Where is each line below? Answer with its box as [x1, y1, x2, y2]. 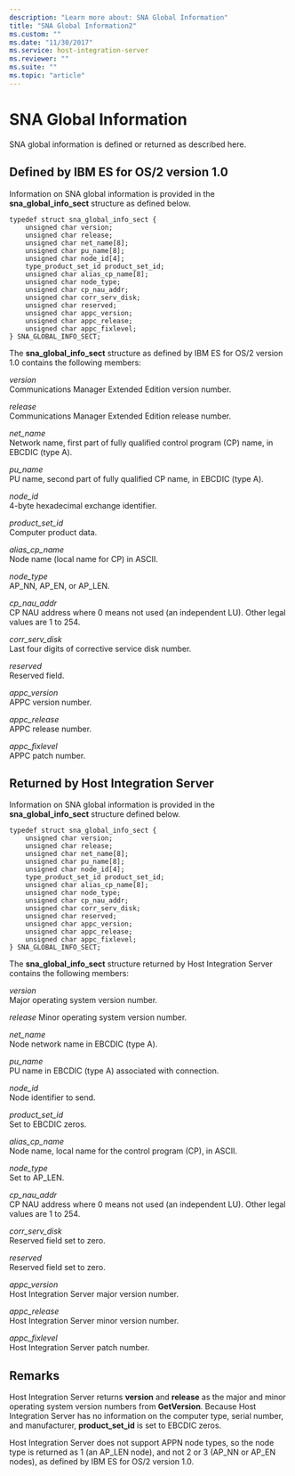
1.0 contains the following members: [9, 357, 142, 368]
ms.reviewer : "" [9, 54, 69, 63]
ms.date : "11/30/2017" [9, 37, 93, 47]
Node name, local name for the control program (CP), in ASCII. [9, 1146, 238, 1156]
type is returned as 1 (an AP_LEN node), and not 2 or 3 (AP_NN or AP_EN [9, 1447, 276, 1457]
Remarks [9, 1368, 60, 1383]
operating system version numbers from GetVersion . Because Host [9, 1401, 257, 1412]
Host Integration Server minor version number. [9, 1316, 179, 1326]
